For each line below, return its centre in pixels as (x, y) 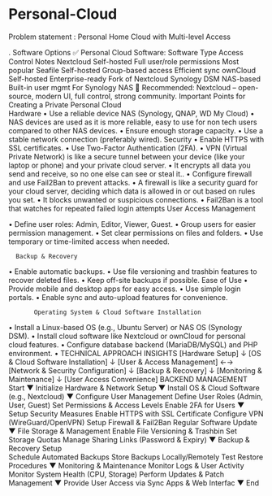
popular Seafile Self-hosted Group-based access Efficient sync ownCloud (132, 70)
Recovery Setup (35, 448)
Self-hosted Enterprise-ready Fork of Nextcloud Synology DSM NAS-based (135, 79)
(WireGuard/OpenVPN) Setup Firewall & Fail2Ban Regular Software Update (133, 422)
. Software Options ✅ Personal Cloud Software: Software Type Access (126, 52)
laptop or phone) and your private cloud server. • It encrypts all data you (130, 165)
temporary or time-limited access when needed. (89, 241)
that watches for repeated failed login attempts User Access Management (132, 208)
